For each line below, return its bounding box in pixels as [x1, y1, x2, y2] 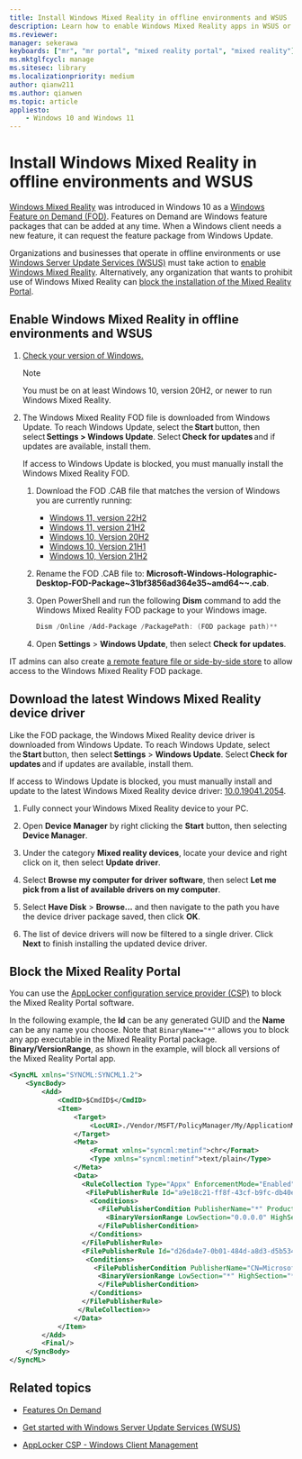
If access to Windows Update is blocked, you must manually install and [9, 776, 272, 787]
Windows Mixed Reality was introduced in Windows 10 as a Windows [9, 202, 265, 213]
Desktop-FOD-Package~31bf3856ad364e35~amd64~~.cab [35, 578, 267, 588]
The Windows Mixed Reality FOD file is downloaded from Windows [22, 412, 271, 423]
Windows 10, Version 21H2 [49, 551, 148, 561]
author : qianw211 [9, 80, 75, 89]
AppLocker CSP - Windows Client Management [22, 1439, 199, 1450]
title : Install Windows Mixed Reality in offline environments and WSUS [9, 13, 288, 23]
